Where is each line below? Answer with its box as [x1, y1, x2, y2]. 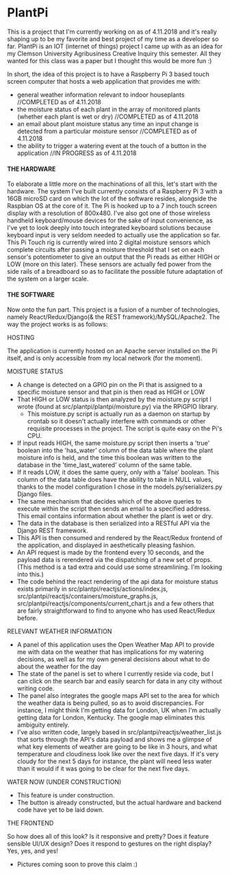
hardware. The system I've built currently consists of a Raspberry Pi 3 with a [7, 187, 222, 196]
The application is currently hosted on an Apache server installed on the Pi [7, 347, 218, 355]
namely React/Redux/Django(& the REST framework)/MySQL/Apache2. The [7, 313, 220, 321]
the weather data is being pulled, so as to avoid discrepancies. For [16, 699, 205, 708]
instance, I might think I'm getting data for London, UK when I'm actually [16, 706, 221, 714]
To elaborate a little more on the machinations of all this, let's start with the [7, 180, 218, 188]
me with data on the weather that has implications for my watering [16, 648, 204, 656]
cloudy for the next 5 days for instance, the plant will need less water [16, 757, 212, 766]
